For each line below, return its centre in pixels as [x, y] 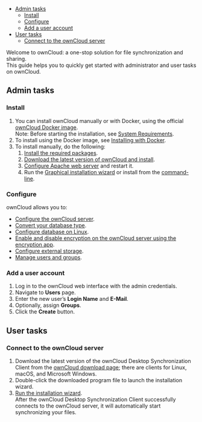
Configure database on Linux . [52, 231]
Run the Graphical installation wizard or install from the [92, 172]
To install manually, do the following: [60, 146]
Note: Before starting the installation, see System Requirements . [94, 134]
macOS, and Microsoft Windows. [56, 374]
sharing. [17, 59]
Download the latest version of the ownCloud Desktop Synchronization [103, 361]
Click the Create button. [45, 312]
